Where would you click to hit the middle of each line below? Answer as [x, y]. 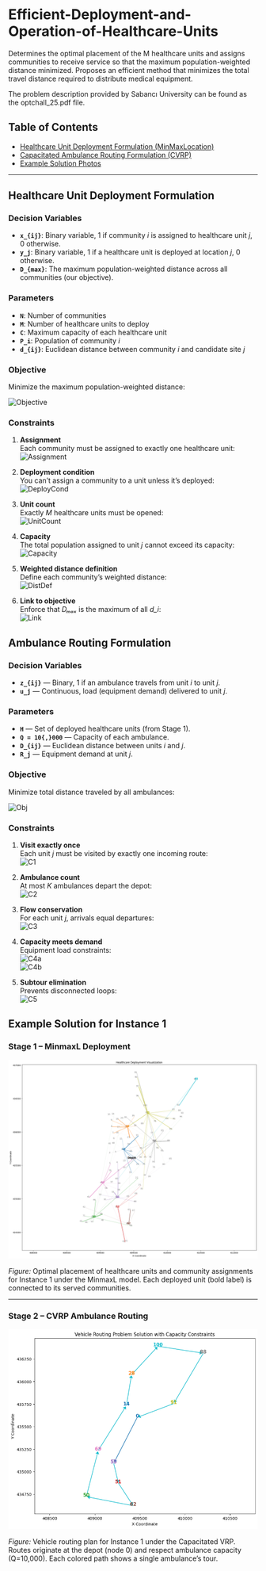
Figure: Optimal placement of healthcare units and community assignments [131, 1271]
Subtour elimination [53, 982]
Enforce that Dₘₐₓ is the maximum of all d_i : [90, 610]
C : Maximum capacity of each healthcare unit [93, 332]
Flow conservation [51, 909]
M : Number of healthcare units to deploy [84, 323]
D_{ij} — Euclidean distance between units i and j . [103, 746]
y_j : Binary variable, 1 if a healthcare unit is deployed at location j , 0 [130, 252]
